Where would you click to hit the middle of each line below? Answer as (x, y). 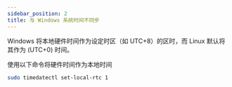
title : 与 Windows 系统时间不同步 (53, 20)
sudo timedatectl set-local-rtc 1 (58, 77)
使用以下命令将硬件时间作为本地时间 (60, 64)
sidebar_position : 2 (38, 14)
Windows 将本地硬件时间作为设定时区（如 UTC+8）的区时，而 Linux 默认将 (116, 41)
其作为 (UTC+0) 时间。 (40, 49)
